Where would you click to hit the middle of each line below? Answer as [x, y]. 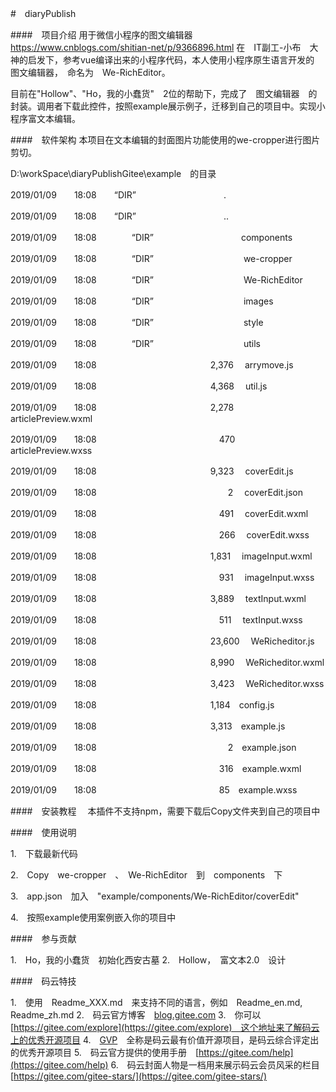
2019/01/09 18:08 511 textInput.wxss [156, 620]
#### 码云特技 [43, 981]
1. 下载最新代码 [44, 853]
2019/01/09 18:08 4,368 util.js [139, 386]
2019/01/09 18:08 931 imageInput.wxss [162, 577]
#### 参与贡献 [43, 938]
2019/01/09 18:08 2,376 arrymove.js [152, 365]
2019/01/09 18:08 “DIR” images [142, 301]
